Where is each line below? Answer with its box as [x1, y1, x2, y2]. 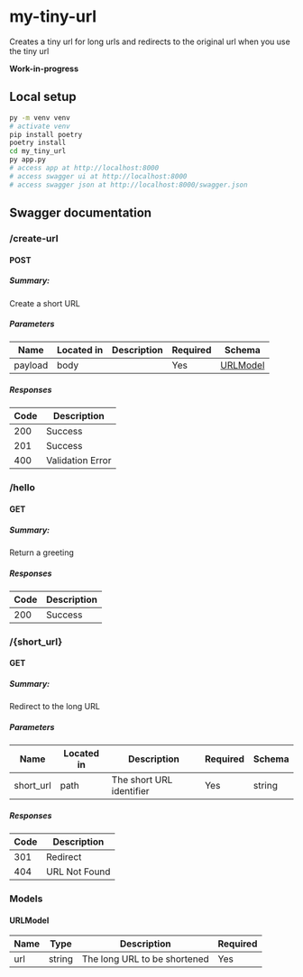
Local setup [9, 89, 77, 105]
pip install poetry [9, 130, 83, 139]
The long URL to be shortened [81, 953, 209, 965]
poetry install [9, 138, 67, 148]
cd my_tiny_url [9, 147, 67, 156]
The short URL [111, 773, 173, 786]
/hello [9, 481, 36, 494]
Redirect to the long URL [9, 701, 101, 712]
